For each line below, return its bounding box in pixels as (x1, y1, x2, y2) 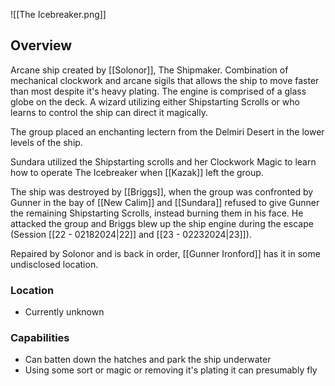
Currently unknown (24, 306, 105, 318)
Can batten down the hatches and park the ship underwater (24, 354, 272, 366)
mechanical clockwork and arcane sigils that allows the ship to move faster (10, 74, 320, 86)
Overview (10, 37, 73, 54)
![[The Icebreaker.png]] (10, 9, 107, 20)
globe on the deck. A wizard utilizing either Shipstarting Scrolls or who (10, 95, 300, 108)
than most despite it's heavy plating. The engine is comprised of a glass (10, 85, 307, 97)
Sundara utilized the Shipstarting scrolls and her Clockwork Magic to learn (10, 155, 317, 168)
